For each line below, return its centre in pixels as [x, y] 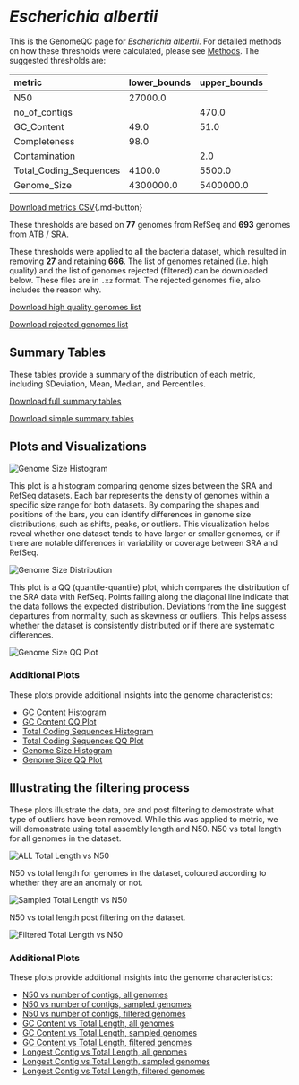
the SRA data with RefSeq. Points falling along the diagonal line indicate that [149, 596]
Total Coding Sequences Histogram [88, 731]
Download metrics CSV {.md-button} [76, 207]
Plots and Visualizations [78, 447]
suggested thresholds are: [58, 60]
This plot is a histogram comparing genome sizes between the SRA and [141, 485]
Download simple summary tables [72, 418]
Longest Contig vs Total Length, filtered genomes [114, 1071]
